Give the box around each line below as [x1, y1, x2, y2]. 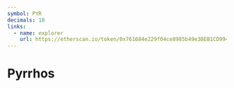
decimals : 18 [7, 17, 45, 24]
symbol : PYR [7, 10, 42, 17]
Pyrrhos [7, 66, 55, 82]
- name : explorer [13, 29, 64, 37]
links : [7, 23, 26, 30]
